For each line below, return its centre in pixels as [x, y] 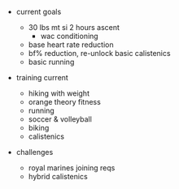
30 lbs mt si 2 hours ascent [74, 27]
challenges [35, 152]
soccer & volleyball [60, 119]
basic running [51, 62]
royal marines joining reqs [72, 168]
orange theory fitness [65, 102]
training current [42, 77]
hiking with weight [59, 93]
